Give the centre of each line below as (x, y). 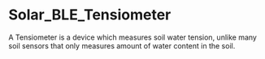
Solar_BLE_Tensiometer (90, 15)
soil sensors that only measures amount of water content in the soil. (122, 45)
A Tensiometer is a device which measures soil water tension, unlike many (133, 37)
